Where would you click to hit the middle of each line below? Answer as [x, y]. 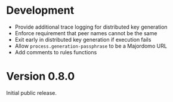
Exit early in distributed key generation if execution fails [83, 39]
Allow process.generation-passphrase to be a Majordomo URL [91, 46]
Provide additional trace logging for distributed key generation [91, 27]
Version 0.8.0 [41, 77]
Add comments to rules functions [56, 52]
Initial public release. [32, 92]
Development [40, 10]
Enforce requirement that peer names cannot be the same [86, 33]
